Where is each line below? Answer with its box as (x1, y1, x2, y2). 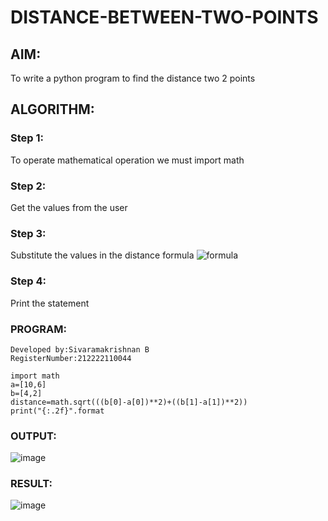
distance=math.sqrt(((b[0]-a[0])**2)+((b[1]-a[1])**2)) (10, 397, 248, 407)
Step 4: (10, 274, 47, 288)
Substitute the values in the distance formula (10, 249, 195, 261)
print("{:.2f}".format (10, 406, 105, 416)
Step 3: (10, 226, 47, 240)
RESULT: (10, 477, 53, 491)
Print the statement (10, 297, 90, 309)
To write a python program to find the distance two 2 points (10, 72, 256, 84)
